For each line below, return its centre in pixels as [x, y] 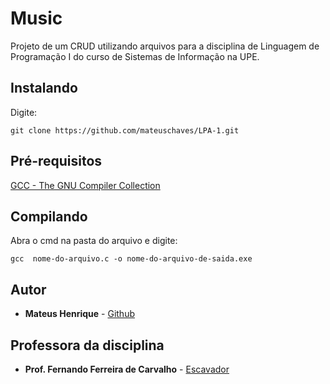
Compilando [49, 216]
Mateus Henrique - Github [79, 314]
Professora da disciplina [87, 345]
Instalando [44, 88]
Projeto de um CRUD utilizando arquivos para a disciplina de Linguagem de [165, 46]
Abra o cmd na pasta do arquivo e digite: [94, 241]
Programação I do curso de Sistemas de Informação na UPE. [135, 56]
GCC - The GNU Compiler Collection [85, 185]
